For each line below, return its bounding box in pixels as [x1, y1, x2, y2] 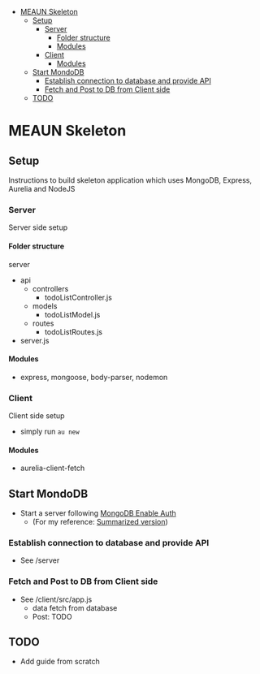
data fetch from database [32, 603, 118, 612]
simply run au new [19, 426, 80, 436]
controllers [32, 283, 69, 293]
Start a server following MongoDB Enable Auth [19, 508, 176, 518]
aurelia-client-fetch [19, 463, 85, 473]
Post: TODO [32, 611, 72, 621]
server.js [19, 335, 50, 345]
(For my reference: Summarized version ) [32, 517, 168, 527]
